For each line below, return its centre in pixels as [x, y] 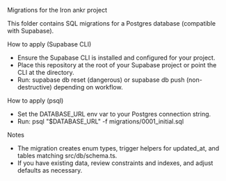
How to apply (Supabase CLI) [49, 44]
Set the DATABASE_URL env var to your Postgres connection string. [114, 114]
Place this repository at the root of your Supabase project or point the [117, 65]
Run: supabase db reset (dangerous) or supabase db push [101, 80]
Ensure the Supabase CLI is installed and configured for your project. [116, 58]
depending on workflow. [88, 87]
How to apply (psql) [35, 101]
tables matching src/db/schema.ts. [67, 156]
